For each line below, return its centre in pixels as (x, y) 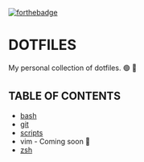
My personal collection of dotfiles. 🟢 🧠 (73, 68)
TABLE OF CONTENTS (64, 96)
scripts (31, 132)
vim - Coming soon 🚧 (55, 141)
